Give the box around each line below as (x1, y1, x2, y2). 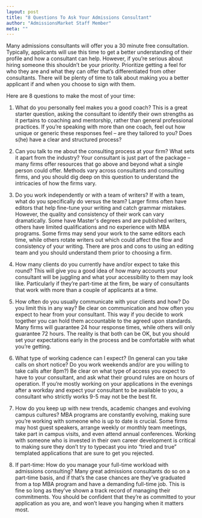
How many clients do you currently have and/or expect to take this (14, 261, 180, 268)
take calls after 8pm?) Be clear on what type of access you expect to (14, 367, 186, 374)
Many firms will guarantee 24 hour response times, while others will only (14, 324, 195, 331)
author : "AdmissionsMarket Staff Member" (6, 20, 112, 26)
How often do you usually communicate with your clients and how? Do (14, 298, 189, 305)
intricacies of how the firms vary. (14, 180, 97, 187)
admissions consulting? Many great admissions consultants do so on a (14, 468, 191, 475)
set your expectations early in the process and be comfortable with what (14, 336, 195, 344)
